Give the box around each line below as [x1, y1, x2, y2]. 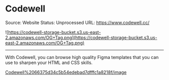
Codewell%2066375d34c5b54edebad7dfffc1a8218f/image [5, 69, 127, 75]
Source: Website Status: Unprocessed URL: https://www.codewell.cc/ [5, 19, 150, 25]
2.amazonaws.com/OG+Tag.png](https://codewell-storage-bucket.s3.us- [5, 34, 157, 40]
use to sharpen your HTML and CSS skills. [5, 59, 93, 65]
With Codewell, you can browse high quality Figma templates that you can [5, 54, 159, 60]
